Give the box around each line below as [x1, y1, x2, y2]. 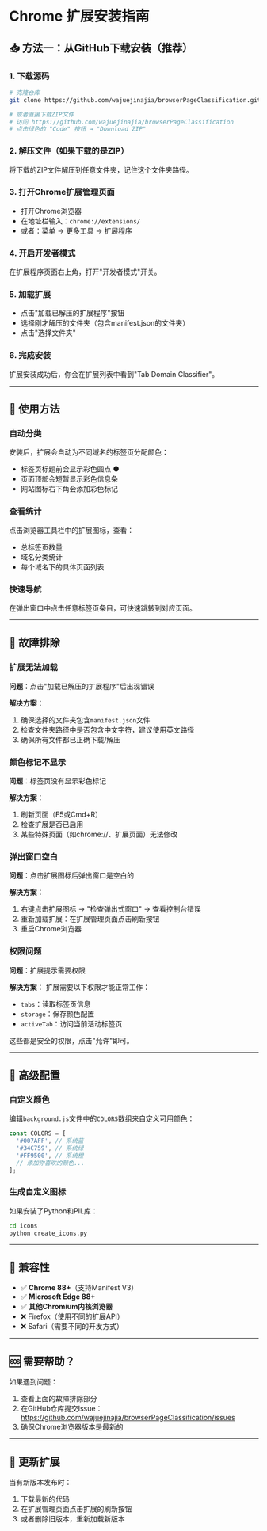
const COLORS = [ [9, 1129, 67, 1137]
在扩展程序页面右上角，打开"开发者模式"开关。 [9, 267, 162, 277]
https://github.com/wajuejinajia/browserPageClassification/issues [20, 1413, 236, 1422]
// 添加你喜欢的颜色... [16, 1159, 86, 1167]
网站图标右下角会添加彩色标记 [20, 484, 118, 493]
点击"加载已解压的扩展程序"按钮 [20, 308, 125, 318]
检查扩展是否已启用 [20, 820, 84, 828]
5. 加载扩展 [9, 289, 51, 300]
